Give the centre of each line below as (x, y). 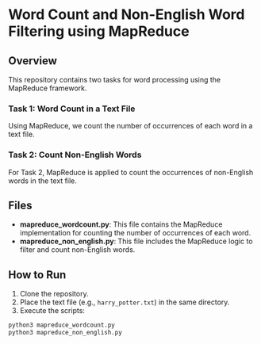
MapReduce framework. (48, 88)
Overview (33, 61)
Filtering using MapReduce (99, 31)
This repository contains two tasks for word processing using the (115, 80)
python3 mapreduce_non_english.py (65, 333)
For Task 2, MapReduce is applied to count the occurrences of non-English (131, 172)
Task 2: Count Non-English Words (75, 155)
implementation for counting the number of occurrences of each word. (135, 233)
